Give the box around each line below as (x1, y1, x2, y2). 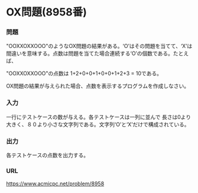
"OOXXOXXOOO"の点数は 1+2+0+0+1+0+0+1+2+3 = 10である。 (6, 70, 163, 77)
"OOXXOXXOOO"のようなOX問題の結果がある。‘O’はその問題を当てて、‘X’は (6, 43, 193, 50)
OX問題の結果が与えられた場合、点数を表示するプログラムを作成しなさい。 (6, 82, 190, 89)
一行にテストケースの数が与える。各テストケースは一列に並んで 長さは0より (6, 113, 191, 120)
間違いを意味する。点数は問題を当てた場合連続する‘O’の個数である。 (6, 50, 173, 57)
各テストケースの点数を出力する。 (6, 152, 89, 159)
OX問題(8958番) (6, 5, 87, 19)
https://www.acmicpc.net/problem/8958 (6, 180, 105, 187)
